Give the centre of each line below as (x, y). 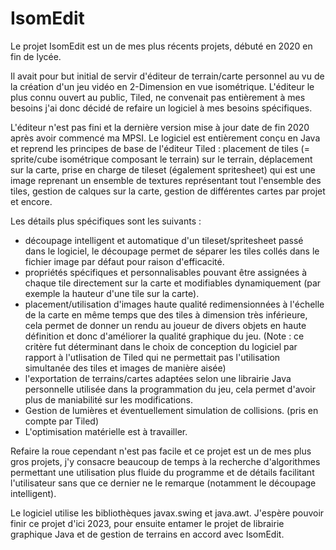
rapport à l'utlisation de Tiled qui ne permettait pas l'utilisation (152, 357)
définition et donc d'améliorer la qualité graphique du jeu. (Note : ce (164, 336)
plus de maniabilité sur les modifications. (108, 399)
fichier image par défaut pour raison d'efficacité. (124, 261)
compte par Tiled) (62, 421)
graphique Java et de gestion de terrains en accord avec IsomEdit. (147, 534)
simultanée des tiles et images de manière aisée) (125, 368)
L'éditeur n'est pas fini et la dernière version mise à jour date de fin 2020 (160, 127)
